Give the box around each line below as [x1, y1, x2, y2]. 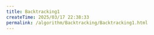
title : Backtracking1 [6, 8, 60, 15]
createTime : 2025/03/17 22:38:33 [6, 14, 90, 20]
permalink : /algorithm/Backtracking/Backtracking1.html [6, 20, 148, 26]
